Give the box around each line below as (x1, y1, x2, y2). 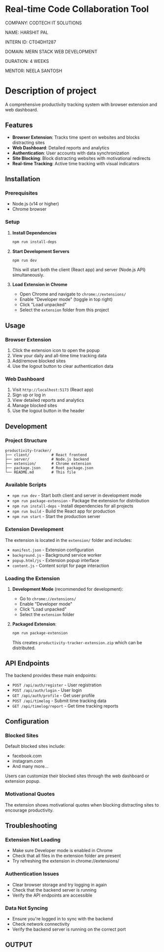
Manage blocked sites (12, 402, 58, 409)
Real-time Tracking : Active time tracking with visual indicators (12, 160, 139, 166)
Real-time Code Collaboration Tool (5, 3, 149, 15)
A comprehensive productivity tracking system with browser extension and (5, 101, 158, 107)
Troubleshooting (5, 821, 58, 830)
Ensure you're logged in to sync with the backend (12, 915, 113, 921)
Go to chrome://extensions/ (19, 595, 76, 602)
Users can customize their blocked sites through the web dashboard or (5, 773, 149, 779)
